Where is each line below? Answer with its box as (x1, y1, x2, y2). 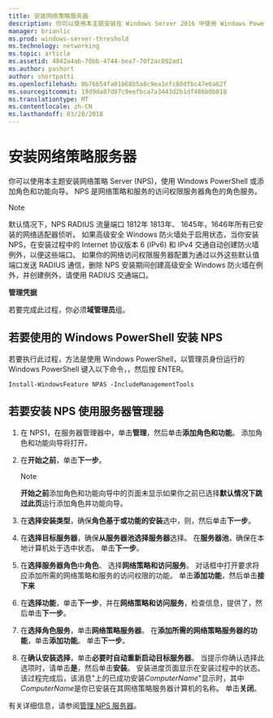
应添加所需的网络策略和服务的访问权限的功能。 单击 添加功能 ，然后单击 (19, 570, 258, 580)
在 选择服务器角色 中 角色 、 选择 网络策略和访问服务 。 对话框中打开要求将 (19, 560, 260, 570)
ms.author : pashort (8, 65, 75, 73)
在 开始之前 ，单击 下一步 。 (19, 455, 106, 464)
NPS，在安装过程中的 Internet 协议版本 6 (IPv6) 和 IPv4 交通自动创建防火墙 (8, 239, 259, 249)
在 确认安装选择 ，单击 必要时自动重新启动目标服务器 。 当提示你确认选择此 (19, 652, 265, 663)
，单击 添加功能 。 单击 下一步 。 (27, 635, 130, 645)
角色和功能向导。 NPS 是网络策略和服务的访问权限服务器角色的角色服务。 (15, 186, 262, 196)
